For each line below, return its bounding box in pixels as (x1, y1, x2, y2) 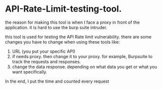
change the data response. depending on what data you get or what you (12, 64, 157, 70)
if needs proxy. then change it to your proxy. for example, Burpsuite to (12, 53, 153, 59)
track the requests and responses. (12, 59, 81, 64)
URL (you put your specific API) (12, 48, 75, 54)
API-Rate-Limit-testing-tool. (5, 3, 122, 15)
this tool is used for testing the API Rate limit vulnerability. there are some (5, 34, 152, 40)
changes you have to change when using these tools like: (5, 39, 120, 44)
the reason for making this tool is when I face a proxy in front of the (5, 19, 140, 25)
